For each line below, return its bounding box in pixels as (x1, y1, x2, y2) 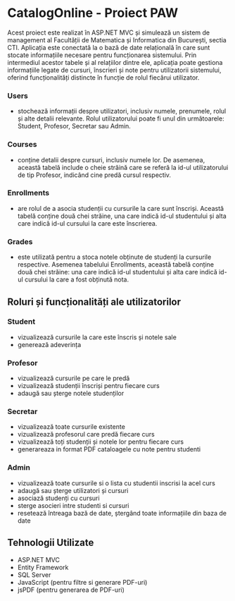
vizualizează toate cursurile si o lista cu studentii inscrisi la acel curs (17, 478, 216, 487)
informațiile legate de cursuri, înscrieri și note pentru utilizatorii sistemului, (7, 66, 222, 74)
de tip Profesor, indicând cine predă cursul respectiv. (17, 171, 171, 179)
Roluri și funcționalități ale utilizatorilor (7, 296, 182, 308)
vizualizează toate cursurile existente (17, 423, 125, 431)
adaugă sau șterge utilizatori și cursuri (17, 486, 129, 494)
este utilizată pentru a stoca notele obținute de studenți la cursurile (17, 253, 212, 262)
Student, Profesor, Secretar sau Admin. (17, 122, 132, 130)
